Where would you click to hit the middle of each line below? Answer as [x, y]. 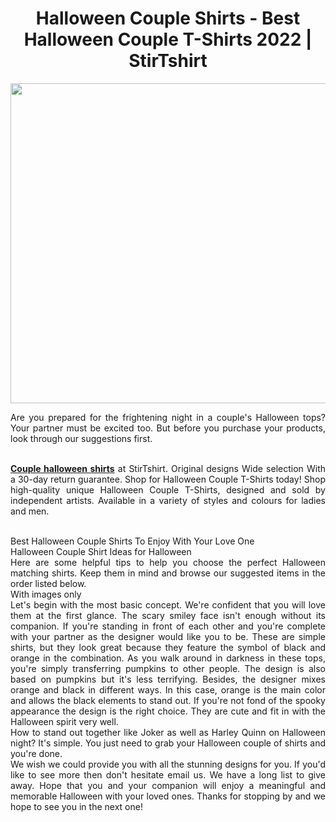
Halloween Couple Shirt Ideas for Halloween [101, 551]
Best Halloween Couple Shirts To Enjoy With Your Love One [132, 541]
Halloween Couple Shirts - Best [168, 18]
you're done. [36, 753]
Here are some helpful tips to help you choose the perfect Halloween [168, 562]
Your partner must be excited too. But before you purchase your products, [168, 428]
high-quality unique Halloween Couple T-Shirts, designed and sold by [168, 489]
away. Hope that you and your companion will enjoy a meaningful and [168, 785]
